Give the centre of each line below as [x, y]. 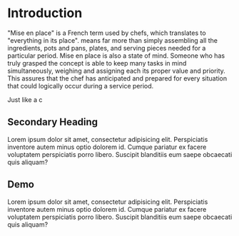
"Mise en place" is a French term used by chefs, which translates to [107, 33]
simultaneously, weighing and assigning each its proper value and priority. [117, 71]
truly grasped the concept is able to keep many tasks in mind [97, 63]
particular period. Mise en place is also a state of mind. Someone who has [116, 56]
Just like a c [25, 99]
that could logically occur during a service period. [81, 86]
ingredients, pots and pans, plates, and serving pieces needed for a [107, 48]
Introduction [45, 13]
